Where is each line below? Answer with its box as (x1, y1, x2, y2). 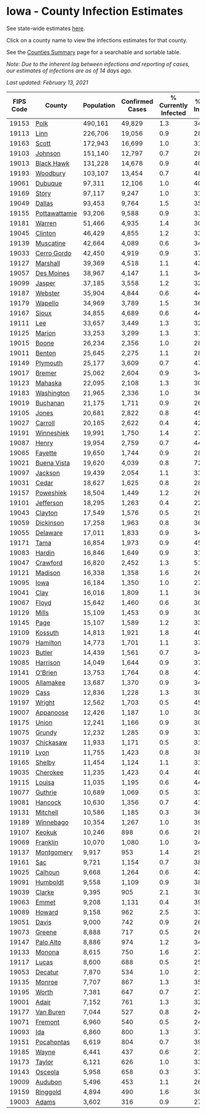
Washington (35, 388, 70, 397)
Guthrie (35, 788, 57, 796)
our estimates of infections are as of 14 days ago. (6, 66, 132, 74)
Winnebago (35, 818, 69, 826)
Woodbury (35, 169, 66, 178)
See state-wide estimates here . (6, 25, 85, 32)
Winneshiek (35, 428, 69, 437)
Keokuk (35, 828, 57, 836)
